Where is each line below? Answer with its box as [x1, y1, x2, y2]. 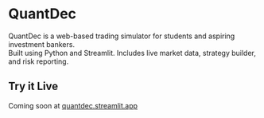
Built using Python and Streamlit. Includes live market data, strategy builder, [8, 48, 256, 57]
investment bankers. [8, 39, 76, 49]
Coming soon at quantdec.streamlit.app [8, 100, 138, 110]
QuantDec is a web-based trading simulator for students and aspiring [8, 31, 235, 41]
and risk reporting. [8, 57, 69, 66]
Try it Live [8, 80, 58, 93]
